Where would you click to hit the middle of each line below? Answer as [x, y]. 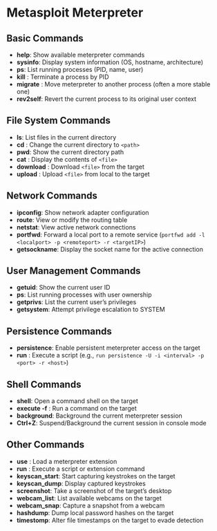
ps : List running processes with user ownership [84, 295]
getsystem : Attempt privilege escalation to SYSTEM [91, 310]
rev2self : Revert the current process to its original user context [106, 99]
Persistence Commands [59, 331]
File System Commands [59, 121]
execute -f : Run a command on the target [76, 409]
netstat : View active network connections [76, 227]
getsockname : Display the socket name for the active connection [110, 249]
